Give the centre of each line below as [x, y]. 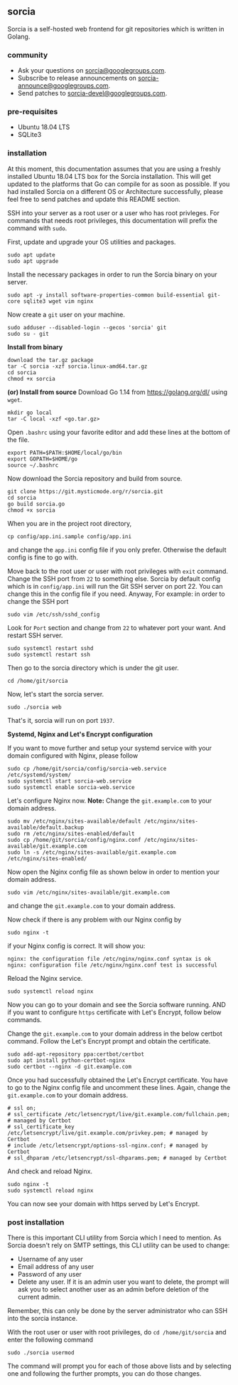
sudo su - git [28, 334]
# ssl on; [22, 1108]
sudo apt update [31, 255]
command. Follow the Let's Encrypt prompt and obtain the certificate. [109, 1041]
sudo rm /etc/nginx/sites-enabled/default [71, 833]
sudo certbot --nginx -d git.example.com [70, 1066]
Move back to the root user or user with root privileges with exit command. [118, 571]
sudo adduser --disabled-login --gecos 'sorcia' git [87, 327]
